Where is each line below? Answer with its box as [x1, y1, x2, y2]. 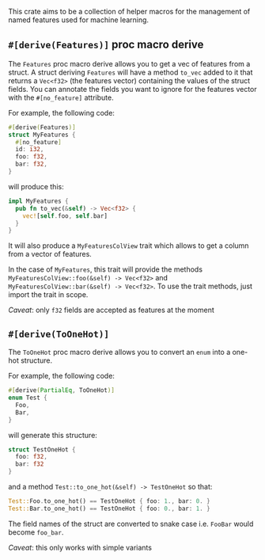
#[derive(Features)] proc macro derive [8, 38, 204, 51]
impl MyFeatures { [8, 197, 69, 205]
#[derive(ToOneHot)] [8, 328, 110, 340]
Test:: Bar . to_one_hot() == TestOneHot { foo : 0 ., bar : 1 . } [8, 505, 211, 512]
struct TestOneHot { [8, 445, 77, 454]
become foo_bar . [8, 527, 64, 537]
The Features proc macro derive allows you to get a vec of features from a [8, 59, 251, 68]
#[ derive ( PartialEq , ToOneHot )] [8, 387, 115, 394]
